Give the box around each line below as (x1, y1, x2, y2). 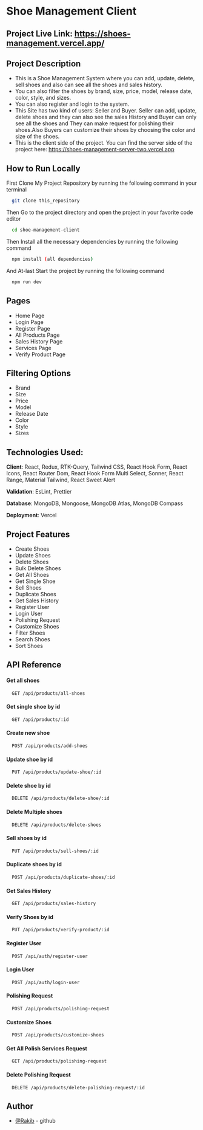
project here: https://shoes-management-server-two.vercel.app (15, 146, 175, 153)
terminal (6, 186, 27, 193)
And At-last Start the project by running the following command (6, 267, 165, 274)
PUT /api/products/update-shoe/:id (12, 769, 102, 776)
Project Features (6, 529, 70, 539)
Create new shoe (6, 729, 50, 737)
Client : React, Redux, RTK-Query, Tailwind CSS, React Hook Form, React (6, 463, 188, 470)
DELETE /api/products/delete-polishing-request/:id (12, 1084, 145, 1090)
